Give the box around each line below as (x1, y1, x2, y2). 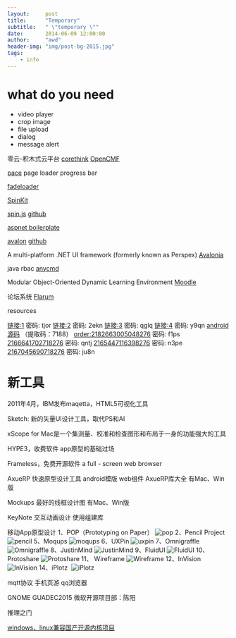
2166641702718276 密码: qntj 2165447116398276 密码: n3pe (7, 338, 183, 347)
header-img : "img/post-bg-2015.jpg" (7, 43, 115, 50)
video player (17, 110, 54, 118)
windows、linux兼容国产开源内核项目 (7, 623, 115, 632)
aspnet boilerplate (7, 223, 60, 231)
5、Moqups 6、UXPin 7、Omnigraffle (33, 536, 200, 545)
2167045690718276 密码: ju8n (7, 347, 95, 356)
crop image (17, 117, 51, 125)
